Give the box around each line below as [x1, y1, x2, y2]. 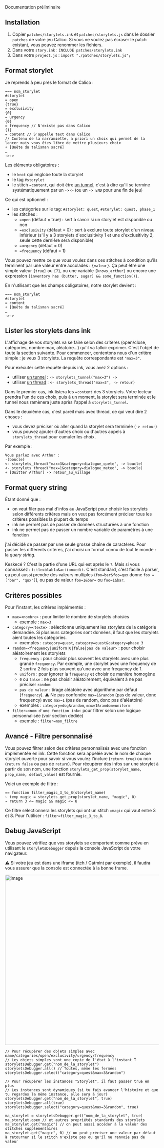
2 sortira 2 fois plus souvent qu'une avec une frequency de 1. [19, 666, 143, 672]
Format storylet [5, 66, 53, 75]
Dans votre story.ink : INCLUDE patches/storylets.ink [12, 47, 123, 53]
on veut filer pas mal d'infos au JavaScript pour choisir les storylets [12, 506, 148, 512]
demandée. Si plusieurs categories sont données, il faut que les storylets [12, 630, 159, 636]
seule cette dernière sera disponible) [19, 237, 94, 243]
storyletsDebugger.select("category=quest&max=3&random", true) [5, 1104, 139, 1110]
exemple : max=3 [19, 619, 52, 625]
